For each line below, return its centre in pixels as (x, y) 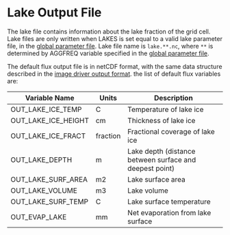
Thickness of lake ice (162, 120)
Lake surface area (157, 179)
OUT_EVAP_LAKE (39, 217)
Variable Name (50, 98)
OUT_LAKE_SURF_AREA (49, 179)
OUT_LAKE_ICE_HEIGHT (50, 120)
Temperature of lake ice (166, 109)
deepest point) (151, 168)
